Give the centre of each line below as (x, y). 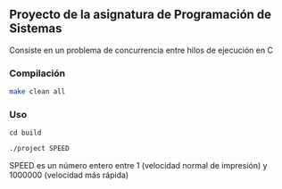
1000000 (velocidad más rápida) (69, 175)
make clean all (37, 92)
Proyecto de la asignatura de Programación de (141, 15)
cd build (25, 133)
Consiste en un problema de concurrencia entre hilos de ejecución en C (141, 50)
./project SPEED (39, 149)
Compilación (37, 73)
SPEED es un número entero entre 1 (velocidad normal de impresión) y (138, 166)
